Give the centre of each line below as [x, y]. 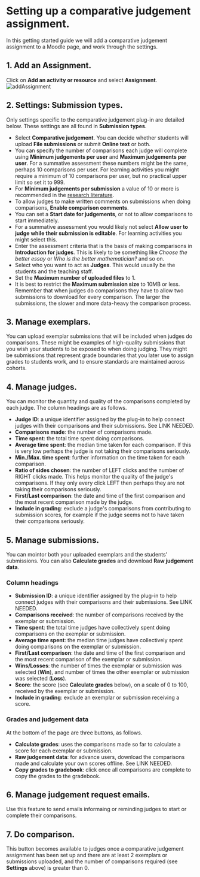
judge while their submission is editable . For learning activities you [98, 233]
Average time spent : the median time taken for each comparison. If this [103, 445]
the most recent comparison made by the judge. [74, 502]
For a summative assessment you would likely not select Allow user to [101, 226]
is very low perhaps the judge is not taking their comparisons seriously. [103, 451]
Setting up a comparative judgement [99, 11]
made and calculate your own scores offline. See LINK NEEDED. [93, 763]
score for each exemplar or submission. [64, 751]
